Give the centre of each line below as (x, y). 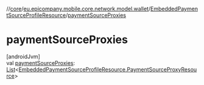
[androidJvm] (23, 56)
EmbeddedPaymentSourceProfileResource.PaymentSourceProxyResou (108, 69)
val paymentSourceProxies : (41, 63)
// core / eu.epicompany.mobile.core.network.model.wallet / (79, 9)
